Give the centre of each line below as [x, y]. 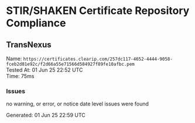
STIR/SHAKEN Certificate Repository [98, 11]
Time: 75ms [20, 76]
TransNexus [29, 45]
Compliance [36, 23]
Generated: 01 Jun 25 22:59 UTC [46, 115]
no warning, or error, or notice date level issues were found [78, 104]
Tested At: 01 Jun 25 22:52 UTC [45, 70]
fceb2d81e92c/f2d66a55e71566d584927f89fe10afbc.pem [70, 64]
